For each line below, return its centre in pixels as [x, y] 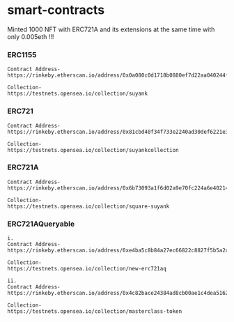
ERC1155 [22, 54]
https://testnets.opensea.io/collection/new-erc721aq [87, 269]
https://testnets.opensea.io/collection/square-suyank [88, 206]
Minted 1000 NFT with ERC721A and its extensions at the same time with [111, 29]
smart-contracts [56, 10]
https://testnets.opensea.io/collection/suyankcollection [93, 150]
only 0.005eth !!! [31, 36]
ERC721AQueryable [41, 224]
